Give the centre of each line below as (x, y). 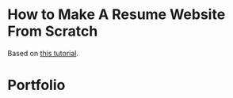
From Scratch (53, 31)
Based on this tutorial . (43, 53)
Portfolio (36, 85)
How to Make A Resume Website (116, 15)
